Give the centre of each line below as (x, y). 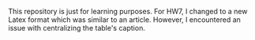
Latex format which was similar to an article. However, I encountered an (124, 20)
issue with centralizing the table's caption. (77, 28)
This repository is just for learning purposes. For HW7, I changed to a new (128, 11)
